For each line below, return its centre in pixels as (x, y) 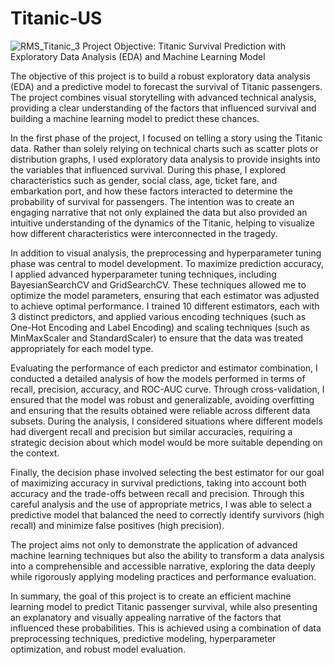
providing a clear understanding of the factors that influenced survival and (163, 108)
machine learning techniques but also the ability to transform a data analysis (167, 555)
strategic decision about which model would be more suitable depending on (166, 442)
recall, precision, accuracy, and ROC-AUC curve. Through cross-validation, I (167, 389)
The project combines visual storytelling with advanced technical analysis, (163, 97)
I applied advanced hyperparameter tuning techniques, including (143, 274)
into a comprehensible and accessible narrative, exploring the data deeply (163, 566)
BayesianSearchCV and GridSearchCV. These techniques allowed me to (158, 284)
